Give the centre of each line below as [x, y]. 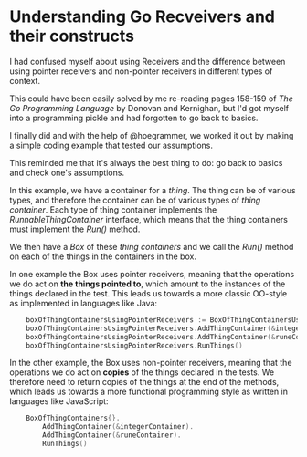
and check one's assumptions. [67, 172]
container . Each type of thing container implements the [113, 209]
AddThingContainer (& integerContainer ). [118, 427]
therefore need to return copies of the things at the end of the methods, [144, 382]
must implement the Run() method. [75, 229]
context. [25, 80]
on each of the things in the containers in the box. [103, 256]
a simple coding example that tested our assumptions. [111, 145]
